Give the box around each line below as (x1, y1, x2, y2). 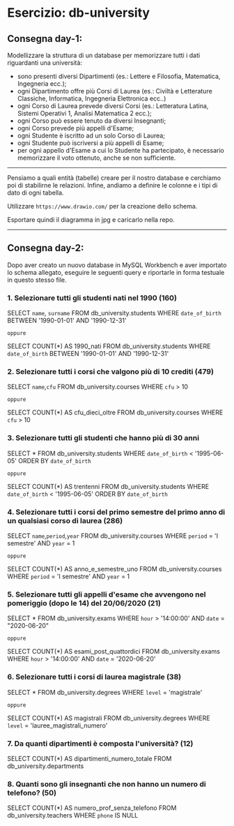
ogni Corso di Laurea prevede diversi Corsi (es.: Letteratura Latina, (17, 102, 209, 110)
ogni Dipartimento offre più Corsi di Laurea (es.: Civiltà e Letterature (17, 87, 212, 95)
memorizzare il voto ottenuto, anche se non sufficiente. (17, 153, 176, 162)
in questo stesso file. (7, 276, 68, 284)
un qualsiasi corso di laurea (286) (7, 516, 123, 525)
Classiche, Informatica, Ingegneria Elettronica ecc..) (17, 94, 166, 103)
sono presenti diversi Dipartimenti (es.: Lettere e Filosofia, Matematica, (17, 72, 221, 80)
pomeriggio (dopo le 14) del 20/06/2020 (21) (7, 598, 162, 608)
